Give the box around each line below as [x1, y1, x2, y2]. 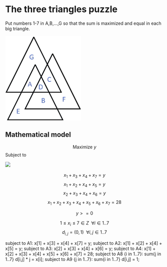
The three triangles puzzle [5, 4, 118, 15]
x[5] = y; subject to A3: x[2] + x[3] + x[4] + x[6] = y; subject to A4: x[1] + [5, 245, 156, 251]
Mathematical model [5, 130, 71, 139]
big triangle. [5, 25, 30, 31]
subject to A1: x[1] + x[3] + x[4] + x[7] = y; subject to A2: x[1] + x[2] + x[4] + [5, 240, 162, 246]
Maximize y [72, 144, 97, 150]
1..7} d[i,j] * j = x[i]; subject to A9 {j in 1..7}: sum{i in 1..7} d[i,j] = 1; [5, 256, 140, 262]
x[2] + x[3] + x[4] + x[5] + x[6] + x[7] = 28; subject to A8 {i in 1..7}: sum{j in [5, 251, 161, 257]
